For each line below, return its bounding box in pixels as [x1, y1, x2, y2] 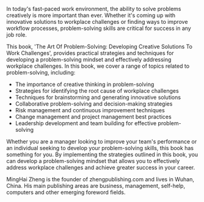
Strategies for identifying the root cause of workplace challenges [15, 87, 179, 94]
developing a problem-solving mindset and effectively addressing [6, 56, 172, 63]
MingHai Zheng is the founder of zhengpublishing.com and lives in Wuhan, [6, 176, 194, 182]
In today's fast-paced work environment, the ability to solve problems [6, 5, 181, 12]
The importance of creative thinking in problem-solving [15, 81, 155, 88]
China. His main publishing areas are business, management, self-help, [6, 182, 185, 189]
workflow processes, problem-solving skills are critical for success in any [6, 24, 191, 32]
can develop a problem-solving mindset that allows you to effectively [6, 157, 180, 164]
